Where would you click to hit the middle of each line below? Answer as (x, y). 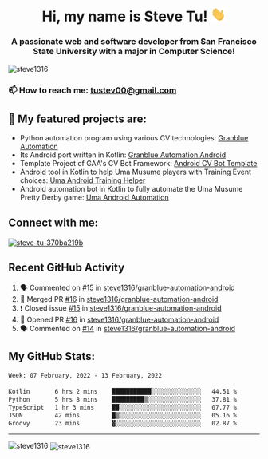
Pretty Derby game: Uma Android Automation (94, 197)
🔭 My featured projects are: (78, 119)
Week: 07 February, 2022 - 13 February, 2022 (85, 376)
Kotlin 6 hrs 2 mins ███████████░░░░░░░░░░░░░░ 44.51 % (123, 392)
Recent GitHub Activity (67, 268)
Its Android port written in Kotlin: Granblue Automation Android (123, 155)
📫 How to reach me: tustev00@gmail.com (93, 90)
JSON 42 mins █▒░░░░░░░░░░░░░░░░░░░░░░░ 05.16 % (123, 416)
